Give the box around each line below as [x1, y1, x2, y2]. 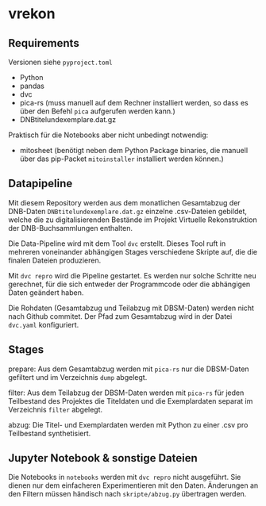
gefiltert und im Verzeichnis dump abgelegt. [8, 372, 148, 381]
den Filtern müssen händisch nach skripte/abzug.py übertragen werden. [8, 489, 247, 499]
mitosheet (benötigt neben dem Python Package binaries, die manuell [19, 146, 249, 155]
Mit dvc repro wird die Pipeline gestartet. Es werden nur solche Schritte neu [8, 270, 256, 280]
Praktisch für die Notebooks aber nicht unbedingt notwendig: [8, 130, 209, 140]
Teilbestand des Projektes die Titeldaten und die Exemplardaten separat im [8, 396, 253, 405]
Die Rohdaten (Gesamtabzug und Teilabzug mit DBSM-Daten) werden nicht [8, 303, 254, 312]
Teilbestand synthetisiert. [8, 428, 91, 438]
